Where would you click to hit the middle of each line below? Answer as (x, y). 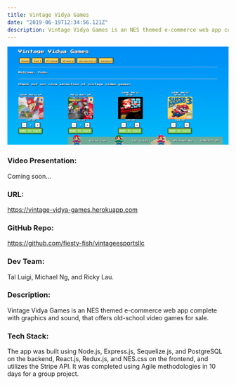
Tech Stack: (28, 336)
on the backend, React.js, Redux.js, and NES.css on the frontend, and (108, 359)
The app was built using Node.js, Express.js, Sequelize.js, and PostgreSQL (115, 351)
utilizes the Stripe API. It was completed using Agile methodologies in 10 (112, 367)
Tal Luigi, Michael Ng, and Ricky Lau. (61, 277)
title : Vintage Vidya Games (48, 15)
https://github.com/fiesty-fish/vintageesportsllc (76, 244)
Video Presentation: (42, 160)
